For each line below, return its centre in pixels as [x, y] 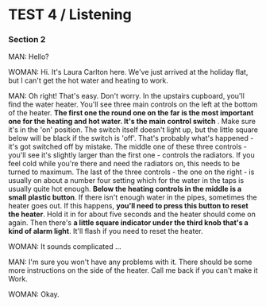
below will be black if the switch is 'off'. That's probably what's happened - [131, 138]
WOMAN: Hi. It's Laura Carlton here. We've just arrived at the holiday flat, [128, 72]
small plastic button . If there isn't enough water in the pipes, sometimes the [133, 197]
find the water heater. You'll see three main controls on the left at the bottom [133, 104]
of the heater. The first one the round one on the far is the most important [131, 113]
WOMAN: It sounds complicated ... [65, 247]
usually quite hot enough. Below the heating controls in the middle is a [125, 189]
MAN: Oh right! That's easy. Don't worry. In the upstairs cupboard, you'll [126, 96]
